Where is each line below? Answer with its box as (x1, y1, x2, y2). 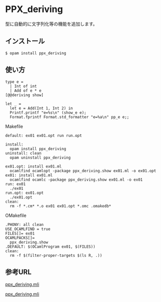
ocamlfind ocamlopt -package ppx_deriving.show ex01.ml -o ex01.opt (10, 168, 156, 173)
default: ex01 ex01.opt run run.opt (5, 133, 82, 138)
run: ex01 (5, 181, 26, 187)
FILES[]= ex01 (5, 231, 35, 236)
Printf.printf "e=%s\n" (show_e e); (10, 110, 87, 115)
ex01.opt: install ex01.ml (5, 164, 62, 169)
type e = (5, 79, 24, 84)
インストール (5, 37, 45, 46)
